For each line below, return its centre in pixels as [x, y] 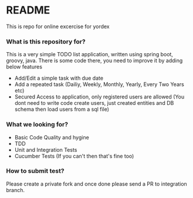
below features [24, 67]
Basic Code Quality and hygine [52, 137]
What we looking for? [37, 125]
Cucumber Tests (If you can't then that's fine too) [74, 156]
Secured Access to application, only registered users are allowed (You [99, 97]
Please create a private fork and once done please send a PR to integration [97, 184]
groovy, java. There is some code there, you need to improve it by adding [94, 61]
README [28, 10]
